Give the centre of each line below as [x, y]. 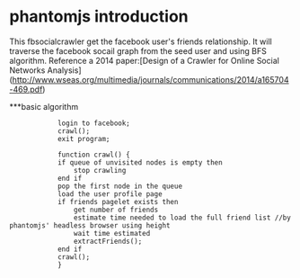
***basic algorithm [44, 106]
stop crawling [100, 170]
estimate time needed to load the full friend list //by [182, 218]
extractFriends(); [108, 241]
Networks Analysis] [45, 70]
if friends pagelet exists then [118, 202]
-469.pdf [26, 89]
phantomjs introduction [99, 17]
